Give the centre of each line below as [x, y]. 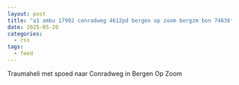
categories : [25, 34]
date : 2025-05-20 [33, 27]
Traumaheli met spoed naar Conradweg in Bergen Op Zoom [95, 73]
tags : [15, 47]
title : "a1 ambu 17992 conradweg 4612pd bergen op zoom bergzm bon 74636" [121, 21]
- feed [23, 54]
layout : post [27, 14]
